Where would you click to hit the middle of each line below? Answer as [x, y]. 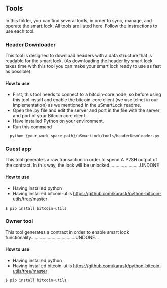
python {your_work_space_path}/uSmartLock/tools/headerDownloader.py [85, 136]
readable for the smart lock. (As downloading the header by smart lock [79, 61]
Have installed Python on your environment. [58, 121]
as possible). [18, 72]
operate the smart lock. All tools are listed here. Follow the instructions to [81, 26]
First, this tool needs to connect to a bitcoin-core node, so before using [87, 94]
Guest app [18, 149]
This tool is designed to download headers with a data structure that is [79, 56]
